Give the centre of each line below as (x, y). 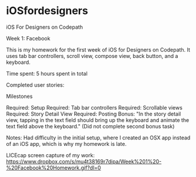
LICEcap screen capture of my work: (51, 155)
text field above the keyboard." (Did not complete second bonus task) (90, 126)
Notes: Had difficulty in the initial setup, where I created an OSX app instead (98, 137)
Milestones (19, 96)
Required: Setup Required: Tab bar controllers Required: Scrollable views (94, 107)
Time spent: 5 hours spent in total (47, 73)
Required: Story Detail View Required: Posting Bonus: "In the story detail (94, 114)
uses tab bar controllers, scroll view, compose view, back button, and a (92, 56)
